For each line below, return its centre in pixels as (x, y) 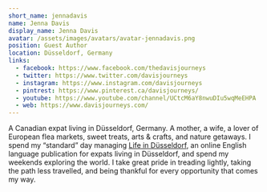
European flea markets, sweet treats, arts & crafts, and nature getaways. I (129, 137)
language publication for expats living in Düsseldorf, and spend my (119, 154)
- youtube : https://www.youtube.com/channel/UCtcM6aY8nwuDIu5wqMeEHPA (136, 98)
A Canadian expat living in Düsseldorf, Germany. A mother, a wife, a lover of (133, 129)
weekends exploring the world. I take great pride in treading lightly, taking (130, 162)
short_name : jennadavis (48, 16)
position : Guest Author (48, 46)
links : (19, 61)
